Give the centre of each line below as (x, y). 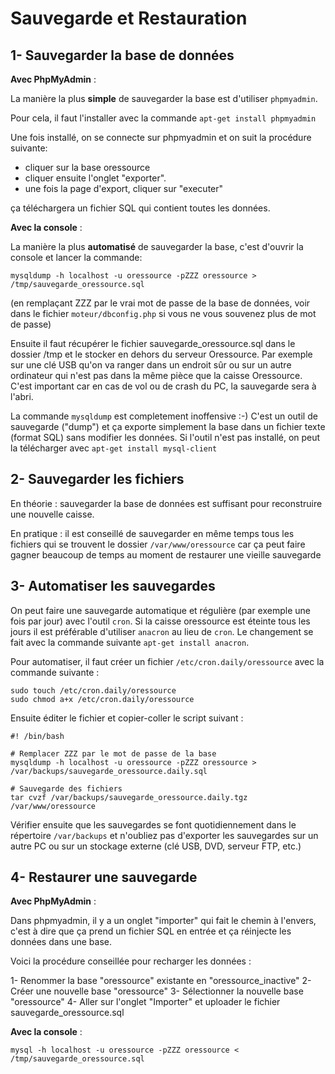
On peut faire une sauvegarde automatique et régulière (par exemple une (160, 610)
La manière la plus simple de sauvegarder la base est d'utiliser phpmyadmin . (164, 98)
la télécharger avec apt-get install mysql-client (114, 448)
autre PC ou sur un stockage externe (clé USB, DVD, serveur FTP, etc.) (156, 846)
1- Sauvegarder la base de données (122, 55)
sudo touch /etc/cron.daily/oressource (93, 690)
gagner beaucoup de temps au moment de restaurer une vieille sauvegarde (166, 554)
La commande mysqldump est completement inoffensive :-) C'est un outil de (164, 416)
